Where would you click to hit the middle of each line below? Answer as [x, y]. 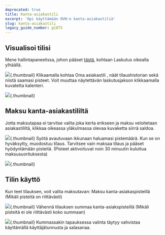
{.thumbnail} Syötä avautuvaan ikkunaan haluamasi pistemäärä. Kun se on [85, 138]
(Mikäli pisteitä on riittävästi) [34, 197]
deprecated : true [23, 10]
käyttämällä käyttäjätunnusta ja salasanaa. [48, 227]
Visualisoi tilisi [28, 48]
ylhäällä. [14, 65]
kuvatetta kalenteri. [25, 85]
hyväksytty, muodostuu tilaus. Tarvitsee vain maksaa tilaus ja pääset [75, 144]
